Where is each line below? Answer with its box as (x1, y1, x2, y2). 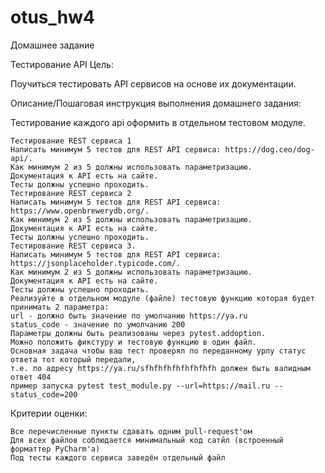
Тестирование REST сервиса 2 (10, 188, 132, 198)
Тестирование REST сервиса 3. (10, 241, 137, 251)
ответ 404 (10, 372, 52, 382)
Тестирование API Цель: (10, 58, 114, 70)
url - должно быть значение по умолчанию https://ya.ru (10, 311, 248, 321)
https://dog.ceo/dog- (224, 144, 315, 155)
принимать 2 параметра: (10, 302, 110, 312)
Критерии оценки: (10, 407, 88, 419)
